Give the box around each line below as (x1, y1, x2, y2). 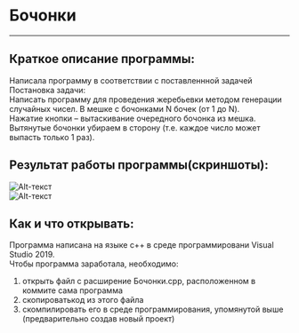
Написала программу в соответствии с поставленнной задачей (9, 75, 253, 85)
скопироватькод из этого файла (21, 295, 144, 305)
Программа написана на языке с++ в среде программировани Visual (9, 240, 274, 250)
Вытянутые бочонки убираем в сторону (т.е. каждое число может (9, 122, 261, 133)
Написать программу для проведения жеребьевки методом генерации (9, 94, 282, 105)
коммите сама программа (21, 285, 123, 296)
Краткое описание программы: (9, 52, 196, 67)
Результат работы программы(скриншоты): (9, 157, 269, 173)
